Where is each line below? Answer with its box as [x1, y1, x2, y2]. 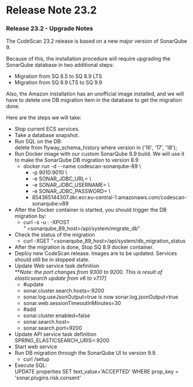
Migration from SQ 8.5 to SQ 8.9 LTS [14, 73, 102, 80]
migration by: [14, 213, 47, 220]
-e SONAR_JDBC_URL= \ [31, 175, 92, 182]
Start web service [14, 343, 57, 350]
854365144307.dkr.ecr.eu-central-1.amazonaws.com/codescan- [31, 194, 187, 201]
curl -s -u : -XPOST [23, 219, 70, 226]
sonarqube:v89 [31, 200, 69, 207]
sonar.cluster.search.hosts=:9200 [23, 287, 105, 294]
